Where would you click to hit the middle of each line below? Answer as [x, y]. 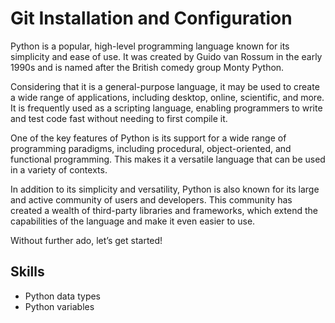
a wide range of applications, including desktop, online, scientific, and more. [167, 97]
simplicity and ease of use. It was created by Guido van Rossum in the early [166, 56]
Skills [27, 272]
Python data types [62, 296]
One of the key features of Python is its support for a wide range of [148, 138]
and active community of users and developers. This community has [151, 199]
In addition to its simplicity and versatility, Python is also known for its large [165, 189]
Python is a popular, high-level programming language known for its [150, 46]
